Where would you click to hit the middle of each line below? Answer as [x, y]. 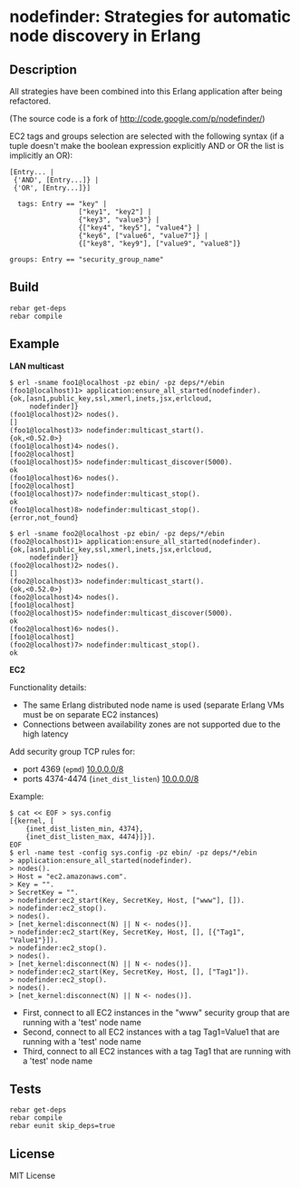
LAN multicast [37, 366]
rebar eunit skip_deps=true [63, 1126]
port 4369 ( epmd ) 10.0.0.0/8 [73, 768]
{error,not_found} [44, 518]
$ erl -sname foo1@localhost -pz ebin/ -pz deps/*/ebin [117, 382]
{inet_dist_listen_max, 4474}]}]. [91, 837]
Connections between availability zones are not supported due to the [151, 724]
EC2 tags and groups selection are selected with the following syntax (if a [147, 136]
